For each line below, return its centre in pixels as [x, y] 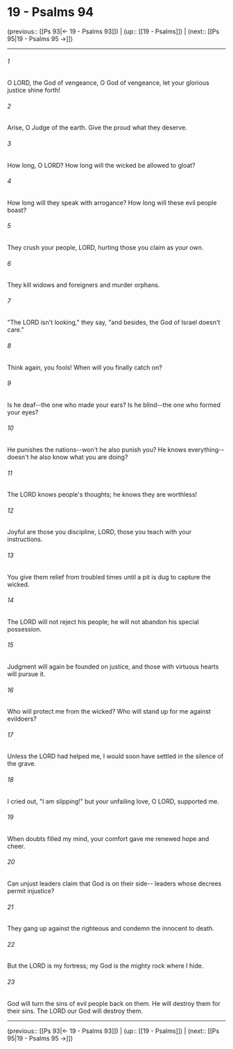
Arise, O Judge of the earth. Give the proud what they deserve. [97, 128]
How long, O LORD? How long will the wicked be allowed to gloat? [101, 165]
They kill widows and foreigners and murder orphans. [84, 285]
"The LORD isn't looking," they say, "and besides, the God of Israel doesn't [114, 322]
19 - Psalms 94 [51, 12]
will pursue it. [26, 674]
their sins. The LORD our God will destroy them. [75, 1011]
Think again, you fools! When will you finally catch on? [85, 367]
